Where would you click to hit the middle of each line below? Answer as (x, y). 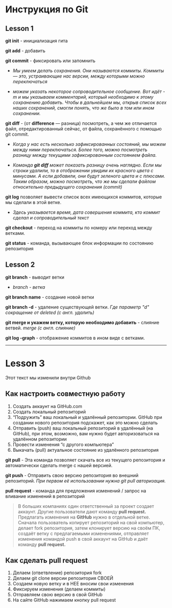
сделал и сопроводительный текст (51, 218)
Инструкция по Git (47, 10)
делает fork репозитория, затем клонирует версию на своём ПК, (89, 528)
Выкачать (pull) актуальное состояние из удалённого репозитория (85, 450)
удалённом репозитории (40, 439)
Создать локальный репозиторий (49, 412)
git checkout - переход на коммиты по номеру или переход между (79, 228)
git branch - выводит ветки (35, 277)
